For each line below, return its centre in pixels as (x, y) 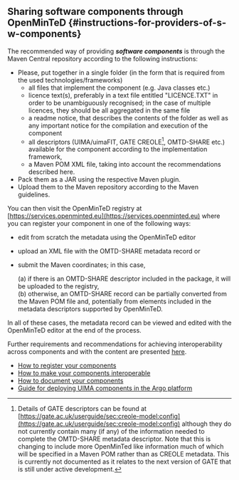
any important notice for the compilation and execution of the (118, 125)
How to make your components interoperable (84, 373)
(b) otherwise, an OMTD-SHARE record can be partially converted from (122, 294)
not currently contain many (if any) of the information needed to (111, 432)
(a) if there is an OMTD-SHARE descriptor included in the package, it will (124, 279)
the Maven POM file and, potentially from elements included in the (115, 301)
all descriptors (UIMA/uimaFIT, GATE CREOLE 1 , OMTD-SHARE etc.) (127, 141)
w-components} (44, 34)
